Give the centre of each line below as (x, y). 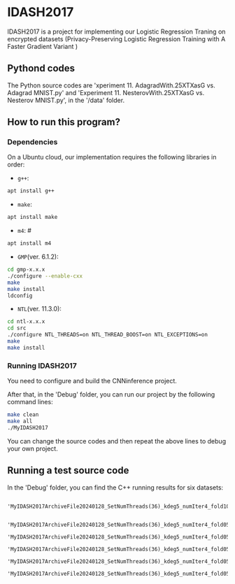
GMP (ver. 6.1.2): (38, 257)
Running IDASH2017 (42, 366)
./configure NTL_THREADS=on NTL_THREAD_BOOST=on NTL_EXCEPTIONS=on (108, 335)
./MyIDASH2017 (28, 427)
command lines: (30, 402)
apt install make (33, 218)
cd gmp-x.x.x (26, 270)
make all (20, 421)
